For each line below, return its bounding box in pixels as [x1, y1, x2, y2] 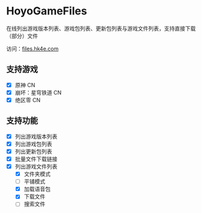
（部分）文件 [6, 32, 38, 40]
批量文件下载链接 [14, 155, 58, 163]
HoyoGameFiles [6, 4, 87, 18]
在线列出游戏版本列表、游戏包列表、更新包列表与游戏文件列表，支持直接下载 [6, 25, 196, 32]
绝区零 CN [14, 96, 41, 103]
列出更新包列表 [14, 148, 52, 155]
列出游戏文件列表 [14, 163, 58, 170]
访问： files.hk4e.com [6, 45, 59, 52]
